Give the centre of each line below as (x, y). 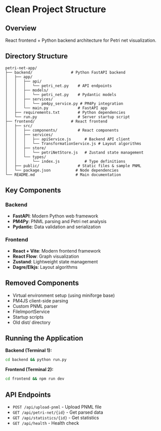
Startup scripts (28, 317)
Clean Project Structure (56, 9)
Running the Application (44, 338)
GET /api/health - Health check (46, 423)
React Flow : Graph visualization (46, 256)
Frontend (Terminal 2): (29, 370)
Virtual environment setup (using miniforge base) (64, 295)
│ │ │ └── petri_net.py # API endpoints (59, 86)
